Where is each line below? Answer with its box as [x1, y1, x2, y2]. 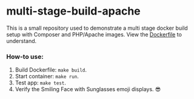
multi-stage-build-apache [6, 4, 141, 18]
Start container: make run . [15, 73, 79, 80]
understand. [6, 37, 37, 44]
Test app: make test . [15, 79, 67, 86]
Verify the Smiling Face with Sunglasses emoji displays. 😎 [15, 86, 161, 93]
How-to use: [6, 52, 44, 61]
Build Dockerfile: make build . [15, 66, 87, 73]
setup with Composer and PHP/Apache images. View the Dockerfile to [6, 30, 182, 38]
